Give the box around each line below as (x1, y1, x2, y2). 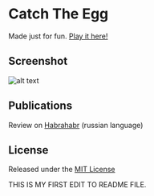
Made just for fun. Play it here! (8, 31, 108, 41)
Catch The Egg (8, 5, 109, 23)
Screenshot (8, 54, 68, 68)
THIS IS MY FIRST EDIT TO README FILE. (8, 180, 147, 190)
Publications (8, 99, 73, 113)
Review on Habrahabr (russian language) (8, 120, 144, 130)
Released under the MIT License (8, 165, 115, 174)
